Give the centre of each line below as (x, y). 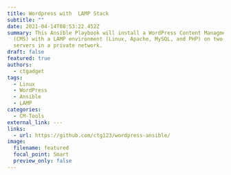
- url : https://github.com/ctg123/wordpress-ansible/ (92, 135)
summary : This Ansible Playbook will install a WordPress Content (104, 33)
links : (16, 129)
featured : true (29, 59)
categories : (24, 110)
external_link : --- (35, 122)
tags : (15, 78)
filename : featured (41, 148)
